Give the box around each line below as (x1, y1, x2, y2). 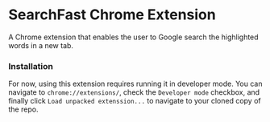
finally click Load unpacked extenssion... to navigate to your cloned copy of (8, 96, 262, 106)
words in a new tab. (8, 40, 74, 50)
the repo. (8, 104, 39, 114)
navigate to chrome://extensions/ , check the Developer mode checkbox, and (8, 87, 260, 97)
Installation (8, 60, 54, 71)
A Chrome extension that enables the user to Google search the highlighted (8, 32, 260, 42)
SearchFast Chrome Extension (8, 6, 216, 24)
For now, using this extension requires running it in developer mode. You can (8, 79, 263, 89)
